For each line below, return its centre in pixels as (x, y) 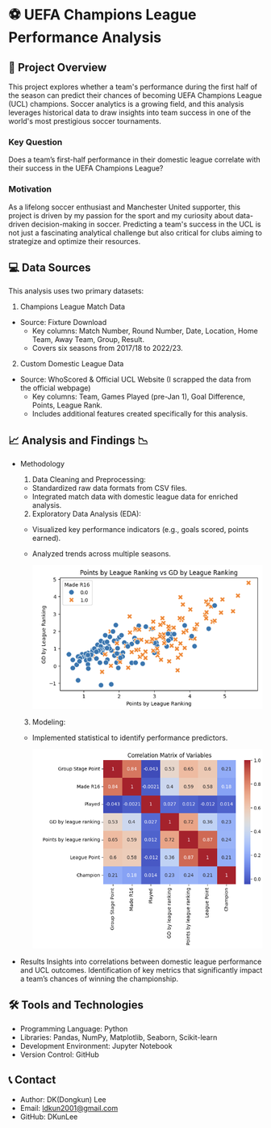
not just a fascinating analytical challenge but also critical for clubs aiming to (135, 232)
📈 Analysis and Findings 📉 (79, 440)
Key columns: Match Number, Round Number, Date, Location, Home (145, 331)
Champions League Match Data (73, 306)
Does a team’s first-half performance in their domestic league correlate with (134, 160)
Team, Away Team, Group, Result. (88, 340)
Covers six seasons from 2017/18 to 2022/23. (107, 349)
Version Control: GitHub (59, 1054)
